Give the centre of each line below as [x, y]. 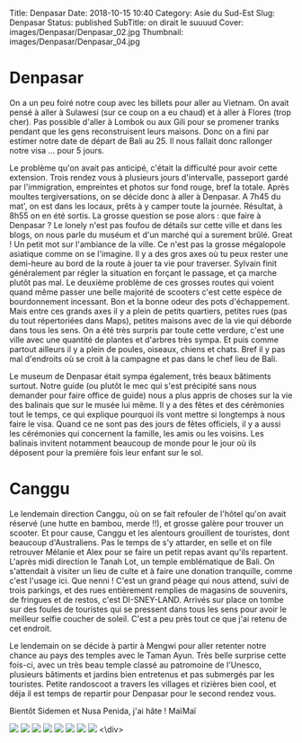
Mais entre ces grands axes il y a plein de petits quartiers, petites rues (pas [148, 311]
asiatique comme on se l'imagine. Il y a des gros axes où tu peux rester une [149, 253]
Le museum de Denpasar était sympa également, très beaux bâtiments [140, 376]
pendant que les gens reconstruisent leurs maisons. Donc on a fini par [139, 131]
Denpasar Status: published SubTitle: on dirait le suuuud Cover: [127, 22]
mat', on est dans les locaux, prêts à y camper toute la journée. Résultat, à [146, 206]
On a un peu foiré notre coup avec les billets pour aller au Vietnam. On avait [149, 102]
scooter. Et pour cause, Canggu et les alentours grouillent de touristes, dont [150, 533]
